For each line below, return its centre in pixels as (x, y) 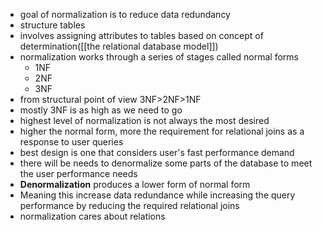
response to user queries (71, 142)
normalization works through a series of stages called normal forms (159, 57)
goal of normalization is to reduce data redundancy (125, 14)
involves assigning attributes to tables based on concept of (141, 35)
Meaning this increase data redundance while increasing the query (157, 195)
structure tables (52, 25)
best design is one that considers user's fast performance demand (157, 152)
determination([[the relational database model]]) (119, 46)
